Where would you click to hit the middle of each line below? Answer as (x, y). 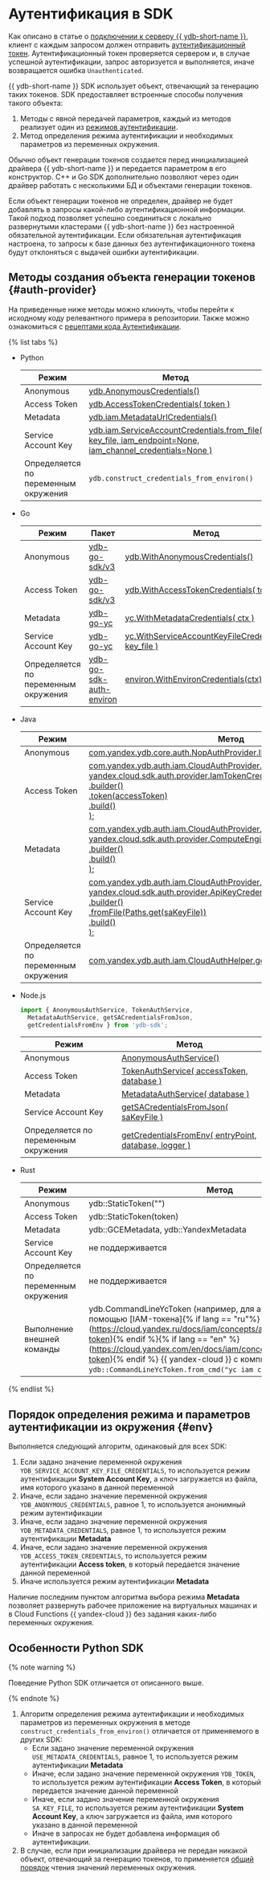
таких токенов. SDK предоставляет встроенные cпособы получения (126, 94)
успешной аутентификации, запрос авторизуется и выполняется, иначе (131, 62)
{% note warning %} (42, 1667)
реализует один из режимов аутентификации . (99, 127)
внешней (41, 1339)
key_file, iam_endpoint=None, (144, 440)
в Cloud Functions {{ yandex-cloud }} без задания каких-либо (112, 1614)
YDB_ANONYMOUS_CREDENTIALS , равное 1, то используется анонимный (133, 1505)
